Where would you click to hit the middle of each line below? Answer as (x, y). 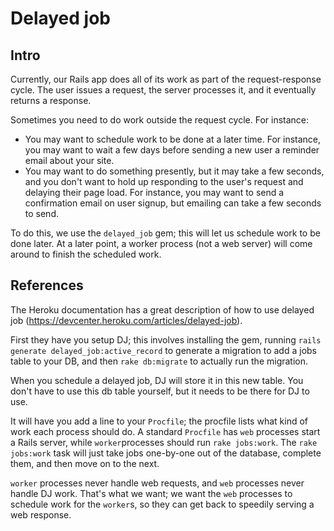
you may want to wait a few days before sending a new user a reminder (172, 150)
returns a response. (51, 100)
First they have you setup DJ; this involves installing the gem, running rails (166, 339)
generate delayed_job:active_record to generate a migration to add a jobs (163, 350)
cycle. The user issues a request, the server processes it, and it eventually (163, 90)
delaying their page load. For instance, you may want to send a (154, 192)
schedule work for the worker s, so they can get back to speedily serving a (162, 504)
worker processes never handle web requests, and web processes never (157, 483)
